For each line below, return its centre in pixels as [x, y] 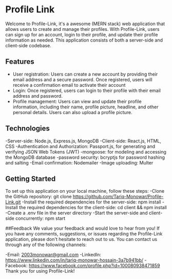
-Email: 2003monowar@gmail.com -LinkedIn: [53, 255]
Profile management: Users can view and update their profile [77, 101]
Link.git [13, 202]
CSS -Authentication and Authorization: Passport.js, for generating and [80, 146]
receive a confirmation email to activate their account [69, 85]
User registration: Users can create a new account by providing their [85, 74]
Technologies [28, 129]
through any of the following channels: [46, 245]
